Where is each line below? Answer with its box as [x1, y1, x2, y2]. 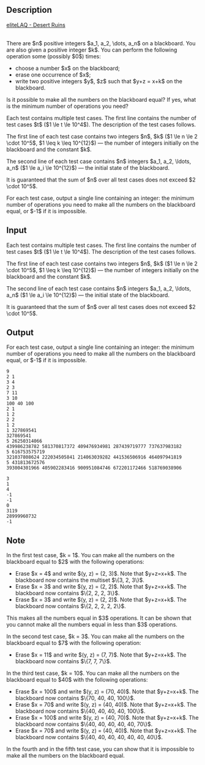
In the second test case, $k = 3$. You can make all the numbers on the [6, 633, 185, 640]
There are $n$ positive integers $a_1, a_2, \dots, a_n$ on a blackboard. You [6, 39, 196, 47]
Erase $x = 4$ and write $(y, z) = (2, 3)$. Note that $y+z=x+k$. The [15, 570, 187, 577]
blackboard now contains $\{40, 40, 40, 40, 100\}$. [15, 707, 146, 715]
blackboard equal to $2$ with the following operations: [6, 558, 145, 566]
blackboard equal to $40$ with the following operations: [6, 676, 148, 683]
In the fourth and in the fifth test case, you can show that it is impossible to [6, 745, 195, 753]
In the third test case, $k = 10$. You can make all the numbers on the [6, 669, 180, 677]
